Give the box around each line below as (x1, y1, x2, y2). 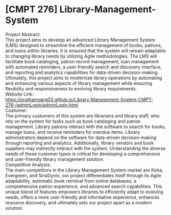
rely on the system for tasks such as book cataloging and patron (5, 118, 141, 124)
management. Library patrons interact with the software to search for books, (5, 124, 166, 130)
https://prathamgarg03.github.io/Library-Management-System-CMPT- (5, 96, 153, 103)
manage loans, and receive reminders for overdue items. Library (5, 129, 140, 135)
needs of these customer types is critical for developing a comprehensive (5, 151, 160, 157)
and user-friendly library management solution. (5, 156, 105, 162)
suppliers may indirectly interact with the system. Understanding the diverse (5, 145, 166, 151)
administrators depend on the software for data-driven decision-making (5, 134, 157, 140)
